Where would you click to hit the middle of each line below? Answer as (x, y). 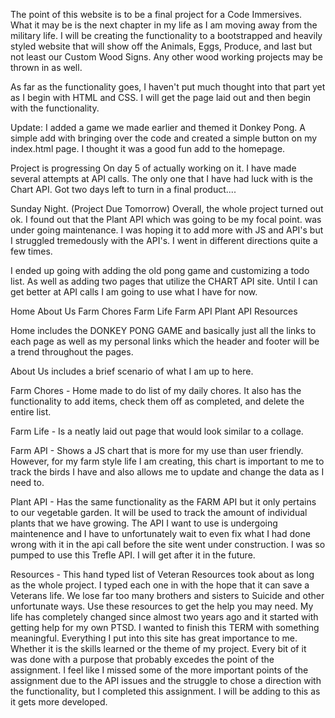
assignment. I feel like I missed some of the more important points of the (159, 670)
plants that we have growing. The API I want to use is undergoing (144, 523)
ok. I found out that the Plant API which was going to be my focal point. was (166, 219)
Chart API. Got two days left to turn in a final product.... (123, 189)
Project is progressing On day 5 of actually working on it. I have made (153, 168)
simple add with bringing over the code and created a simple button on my (164, 138)
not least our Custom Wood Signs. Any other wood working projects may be (166, 57)
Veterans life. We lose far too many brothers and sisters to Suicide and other (167, 595)
